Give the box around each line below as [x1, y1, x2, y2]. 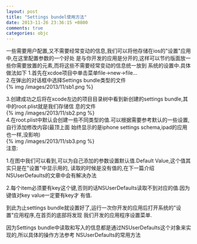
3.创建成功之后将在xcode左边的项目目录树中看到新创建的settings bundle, [6, 95, 183, 103]
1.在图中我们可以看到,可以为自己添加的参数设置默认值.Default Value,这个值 [6, 157, 186, 165]
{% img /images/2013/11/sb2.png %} [6, 109, 95, 116]
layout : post [6, 8, 38, 15]
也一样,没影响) [6, 131, 41, 138]
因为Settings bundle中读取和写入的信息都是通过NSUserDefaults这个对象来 [6, 224, 186, 231]
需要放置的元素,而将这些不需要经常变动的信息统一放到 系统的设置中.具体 [16, 62, 191, 69]
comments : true [6, 25, 44, 31]
